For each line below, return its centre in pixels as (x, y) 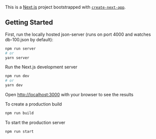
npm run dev (17, 76)
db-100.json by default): (29, 39)
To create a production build (33, 104)
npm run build (20, 113)
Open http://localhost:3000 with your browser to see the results (69, 95)
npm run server (21, 49)
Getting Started (29, 22)
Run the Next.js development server (41, 67)
